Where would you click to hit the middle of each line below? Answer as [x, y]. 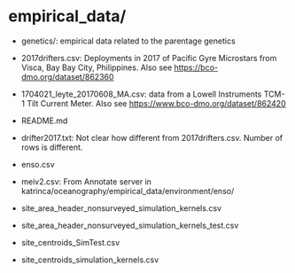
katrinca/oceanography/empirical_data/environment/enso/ [128, 191]
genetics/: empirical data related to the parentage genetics [128, 41]
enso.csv [38, 164]
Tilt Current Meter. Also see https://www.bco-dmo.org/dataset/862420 [156, 103]
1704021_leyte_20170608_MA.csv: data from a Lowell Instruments [141, 94]
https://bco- [196, 67]
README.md [44, 121]
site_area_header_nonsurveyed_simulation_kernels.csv [121, 208]
